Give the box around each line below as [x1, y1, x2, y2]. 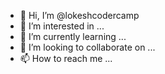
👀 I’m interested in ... [19, 20, 105, 32]
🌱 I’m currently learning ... [19, 31, 127, 42]
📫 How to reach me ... [19, 53, 113, 64]
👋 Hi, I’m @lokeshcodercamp [19, 10, 140, 21]
